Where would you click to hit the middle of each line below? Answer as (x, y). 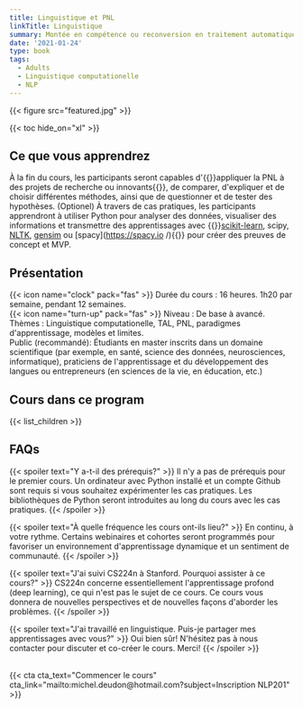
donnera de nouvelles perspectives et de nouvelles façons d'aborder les (144, 602)
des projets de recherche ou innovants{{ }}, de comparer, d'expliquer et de (147, 187)
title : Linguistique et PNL (62, 18)
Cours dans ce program (77, 399)
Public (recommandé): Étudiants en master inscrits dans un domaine (136, 342)
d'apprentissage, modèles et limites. (77, 333)
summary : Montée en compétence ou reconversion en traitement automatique (153, 34)
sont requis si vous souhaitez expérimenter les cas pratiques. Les (131, 490)
